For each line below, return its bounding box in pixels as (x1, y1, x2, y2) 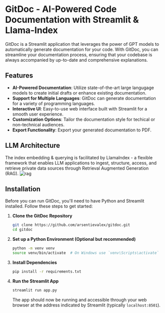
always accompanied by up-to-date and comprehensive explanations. (5, 57, 148, 63)
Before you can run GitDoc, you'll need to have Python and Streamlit (5, 198, 145, 204)
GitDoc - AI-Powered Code (5, 3, 117, 15)
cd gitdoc (12, 227, 33, 232)
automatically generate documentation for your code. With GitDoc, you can (5, 46, 159, 52)
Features (5, 71, 33, 80)
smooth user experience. (12, 111, 63, 117)
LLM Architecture (5, 141, 60, 150)
